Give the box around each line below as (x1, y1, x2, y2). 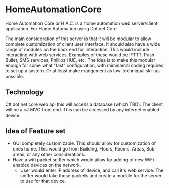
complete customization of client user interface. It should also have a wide (5, 41, 160, 47)
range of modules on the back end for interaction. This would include (5, 46, 149, 52)
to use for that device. (20, 178, 66, 184)
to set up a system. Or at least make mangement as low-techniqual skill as (5, 67, 160, 74)
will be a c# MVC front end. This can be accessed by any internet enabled (5, 106, 160, 112)
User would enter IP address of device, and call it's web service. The (20, 167, 164, 173)
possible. (5, 73, 24, 79)
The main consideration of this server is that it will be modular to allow (5, 35, 152, 42)
